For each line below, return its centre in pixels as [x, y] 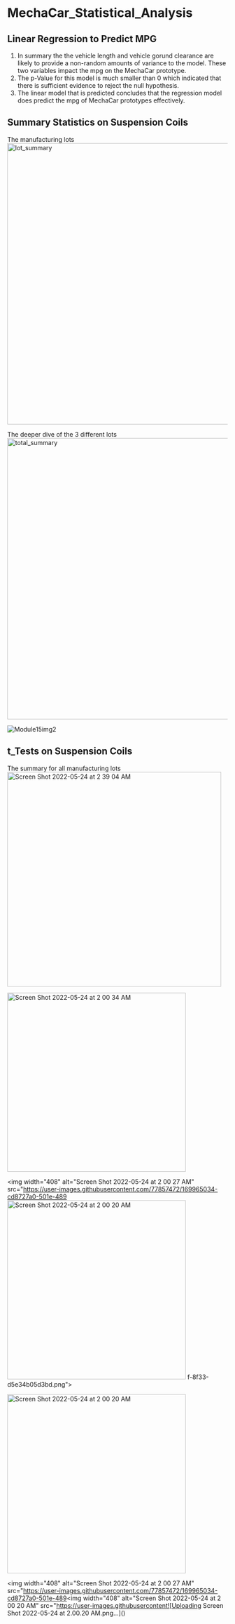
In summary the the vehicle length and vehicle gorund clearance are [116, 55]
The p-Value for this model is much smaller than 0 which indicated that [119, 78]
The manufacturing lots [41, 139]
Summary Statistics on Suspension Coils [98, 123]
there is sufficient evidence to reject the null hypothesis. [98, 85]
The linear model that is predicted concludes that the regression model [120, 93]
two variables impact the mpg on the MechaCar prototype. [102, 71]
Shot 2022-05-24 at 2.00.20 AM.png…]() [66, 1613]
